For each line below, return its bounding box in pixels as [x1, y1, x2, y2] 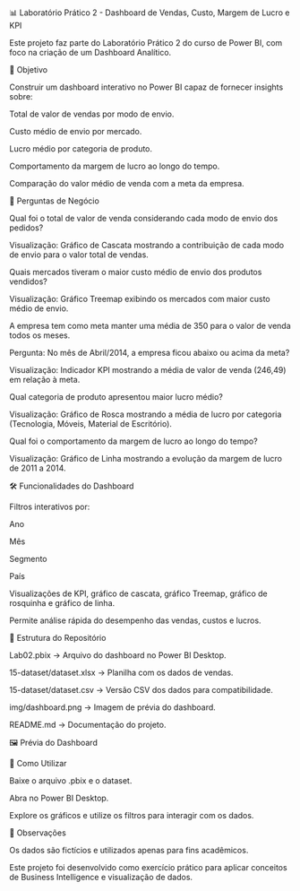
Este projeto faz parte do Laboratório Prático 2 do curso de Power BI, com [9, 38, 283, 48]
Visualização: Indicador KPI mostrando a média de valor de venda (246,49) [9, 365, 287, 375]
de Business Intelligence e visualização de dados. [9, 872, 193, 882]
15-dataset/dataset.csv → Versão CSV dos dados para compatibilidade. [9, 685, 273, 695]
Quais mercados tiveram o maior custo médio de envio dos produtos [9, 267, 262, 277]
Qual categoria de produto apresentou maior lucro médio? [9, 392, 224, 402]
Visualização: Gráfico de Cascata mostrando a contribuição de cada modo [9, 240, 285, 250]
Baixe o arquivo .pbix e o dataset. [9, 775, 133, 786]
